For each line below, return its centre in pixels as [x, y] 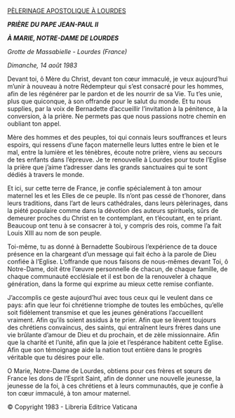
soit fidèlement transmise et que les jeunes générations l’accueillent [105, 312]
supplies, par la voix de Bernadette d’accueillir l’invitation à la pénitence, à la [117, 109]
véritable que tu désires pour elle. [56, 357]
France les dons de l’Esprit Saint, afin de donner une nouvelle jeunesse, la [114, 378]
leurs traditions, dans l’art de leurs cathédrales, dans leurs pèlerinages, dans [117, 203]
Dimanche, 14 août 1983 [42, 65]
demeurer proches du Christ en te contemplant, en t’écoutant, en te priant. [115, 218]
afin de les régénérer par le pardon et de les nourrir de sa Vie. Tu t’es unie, [115, 94]
